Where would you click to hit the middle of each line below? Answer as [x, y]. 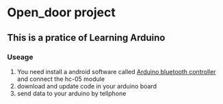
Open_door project [62, 13]
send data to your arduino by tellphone [71, 93]
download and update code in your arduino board [87, 86]
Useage [20, 57]
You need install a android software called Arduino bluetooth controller [117, 71]
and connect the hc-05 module [61, 79]
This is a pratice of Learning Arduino [86, 38]
